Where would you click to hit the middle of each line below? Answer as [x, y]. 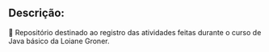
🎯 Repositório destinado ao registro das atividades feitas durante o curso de [135, 32]
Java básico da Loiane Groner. [59, 41]
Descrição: [36, 13]
